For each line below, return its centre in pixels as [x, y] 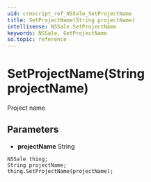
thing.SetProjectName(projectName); [60, 171]
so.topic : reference [37, 40]
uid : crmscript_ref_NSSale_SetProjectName [70, 14]
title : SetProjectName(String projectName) [71, 20]
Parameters [33, 130]
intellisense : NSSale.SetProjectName [62, 26]
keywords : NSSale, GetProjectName [57, 33]
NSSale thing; [28, 159]
